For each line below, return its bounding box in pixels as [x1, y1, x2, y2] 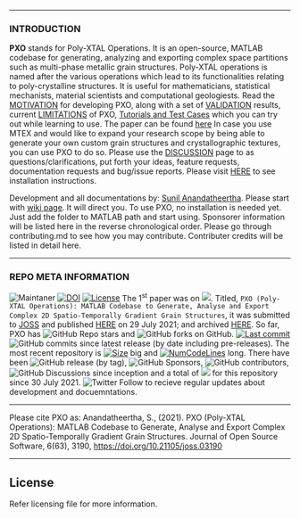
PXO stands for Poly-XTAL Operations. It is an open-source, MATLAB [9, 43, 263, 53]
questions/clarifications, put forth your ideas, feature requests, [9, 157, 240, 168]
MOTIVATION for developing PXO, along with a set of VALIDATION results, [9, 100, 281, 111]
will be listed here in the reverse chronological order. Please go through [9, 221, 272, 232]
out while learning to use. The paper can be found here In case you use [9, 119, 272, 129]
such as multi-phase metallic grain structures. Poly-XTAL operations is [9, 62, 268, 72]
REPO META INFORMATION [9, 271, 130, 284]
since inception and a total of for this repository [92, 367, 279, 379]
